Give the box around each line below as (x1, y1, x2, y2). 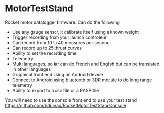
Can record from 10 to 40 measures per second (12, 39, 110, 45)
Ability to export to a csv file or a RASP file (12, 87, 99, 93)
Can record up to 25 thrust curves (12, 45, 82, 51)
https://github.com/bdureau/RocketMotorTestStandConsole (5, 102, 126, 108)
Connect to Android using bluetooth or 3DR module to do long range (12, 77, 152, 83)
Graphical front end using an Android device (12, 71, 103, 77)
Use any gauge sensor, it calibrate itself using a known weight (12, 29, 139, 35)
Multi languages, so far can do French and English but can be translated (12, 61, 160, 67)
